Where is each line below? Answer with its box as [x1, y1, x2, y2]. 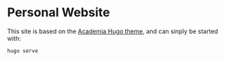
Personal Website [7, 5, 110, 20]
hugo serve [7, 47, 39, 54]
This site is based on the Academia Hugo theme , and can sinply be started [7, 27, 219, 35]
